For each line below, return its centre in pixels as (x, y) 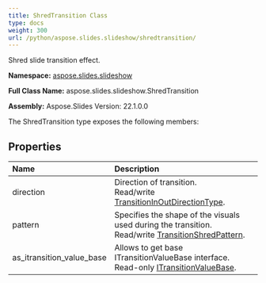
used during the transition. (163, 225)
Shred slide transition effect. (54, 60)
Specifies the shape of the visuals (177, 215)
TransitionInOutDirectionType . (170, 202)
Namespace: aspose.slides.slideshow (70, 75)
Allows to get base (149, 248)
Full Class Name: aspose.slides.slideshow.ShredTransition (104, 91)
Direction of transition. (156, 182)
